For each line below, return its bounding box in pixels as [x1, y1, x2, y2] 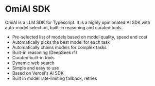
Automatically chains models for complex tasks [12, 44, 107, 50]
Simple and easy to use [12, 65, 59, 71]
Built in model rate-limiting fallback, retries [12, 75, 97, 81]
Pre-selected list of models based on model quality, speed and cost [12, 34, 148, 40]
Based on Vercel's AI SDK [12, 70, 64, 76]
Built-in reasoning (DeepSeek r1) [12, 50, 78, 55]
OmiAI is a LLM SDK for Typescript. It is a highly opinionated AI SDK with [5, 19, 151, 25]
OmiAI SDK [5, 3, 51, 15]
